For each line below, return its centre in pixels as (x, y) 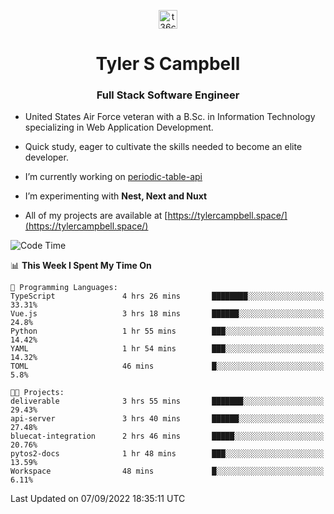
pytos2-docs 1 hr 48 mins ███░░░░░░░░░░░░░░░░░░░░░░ (167, 454)
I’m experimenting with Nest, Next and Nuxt (116, 196)
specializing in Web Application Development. (119, 127)
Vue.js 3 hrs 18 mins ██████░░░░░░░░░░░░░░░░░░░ (167, 314)
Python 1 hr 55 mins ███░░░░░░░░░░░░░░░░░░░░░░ (167, 331)
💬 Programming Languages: (64, 288)
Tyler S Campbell (168, 64)
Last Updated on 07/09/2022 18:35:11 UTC (98, 499)
